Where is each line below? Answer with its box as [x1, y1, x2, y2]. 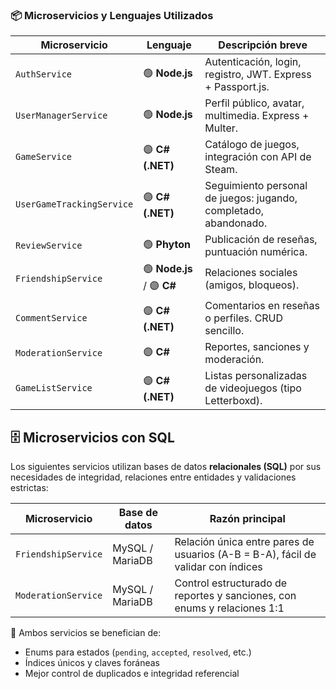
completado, [204, 204, 265, 218]
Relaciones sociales [204, 266, 298, 280]
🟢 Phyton [143, 237, 191, 251]
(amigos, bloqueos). [204, 278, 300, 292]
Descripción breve [218, 38, 308, 52]
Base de [118, 506, 158, 520]
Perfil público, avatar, [204, 96, 305, 110]
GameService [15, 151, 73, 163]
